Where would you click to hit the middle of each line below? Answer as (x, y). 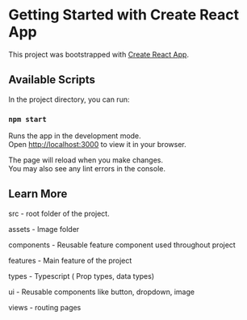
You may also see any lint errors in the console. (87, 169)
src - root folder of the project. (59, 213)
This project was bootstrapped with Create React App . (99, 54)
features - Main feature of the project (70, 260)
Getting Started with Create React (124, 15)
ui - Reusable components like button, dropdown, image (102, 292)
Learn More (38, 194)
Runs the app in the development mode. (75, 136)
